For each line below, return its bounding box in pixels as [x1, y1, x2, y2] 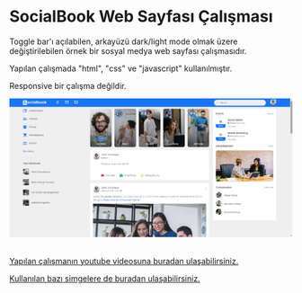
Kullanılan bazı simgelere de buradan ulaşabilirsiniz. [9, 272, 200, 284]
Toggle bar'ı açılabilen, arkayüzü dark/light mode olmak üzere [9, 36, 238, 47]
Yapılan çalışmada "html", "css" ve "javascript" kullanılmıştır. [9, 63, 233, 74]
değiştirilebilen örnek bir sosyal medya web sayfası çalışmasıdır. [9, 45, 247, 56]
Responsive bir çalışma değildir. [9, 80, 127, 91]
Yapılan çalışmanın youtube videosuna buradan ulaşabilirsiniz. [9, 255, 239, 266]
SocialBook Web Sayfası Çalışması [9, 6, 273, 27]
